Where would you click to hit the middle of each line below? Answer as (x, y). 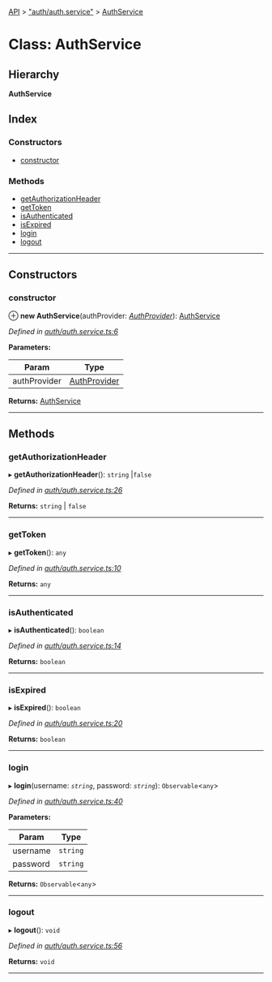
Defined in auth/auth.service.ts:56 (66, 946)
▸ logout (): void (34, 930)
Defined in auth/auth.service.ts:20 (66, 723)
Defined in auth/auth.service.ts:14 (65, 645)
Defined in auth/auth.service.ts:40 (66, 801)
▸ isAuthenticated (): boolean (56, 630)
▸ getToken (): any (38, 552)
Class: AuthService (75, 45)
